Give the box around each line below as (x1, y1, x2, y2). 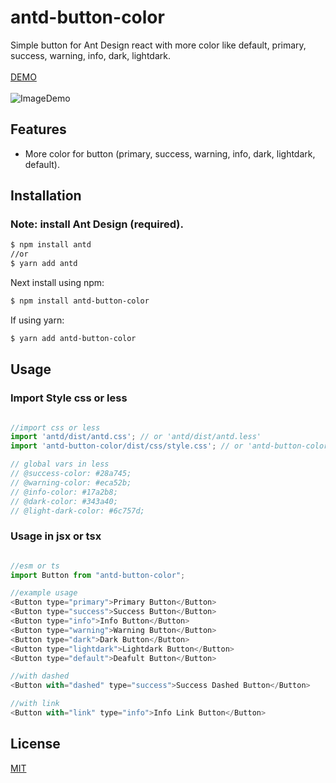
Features (10, 121, 67, 138)
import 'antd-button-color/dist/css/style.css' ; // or (10, 441, 244, 451)
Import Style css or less (10, 391, 128, 405)
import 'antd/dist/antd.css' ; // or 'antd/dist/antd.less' (10, 432, 262, 442)
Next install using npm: (10, 277, 105, 289)
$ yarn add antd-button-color (10, 333, 137, 343)
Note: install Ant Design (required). (10, 217, 184, 231)
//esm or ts (10, 561, 60, 571)
